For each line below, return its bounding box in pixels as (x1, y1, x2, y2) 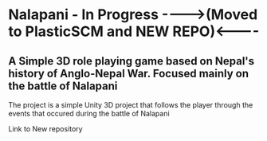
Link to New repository (8, 124, 83, 133)
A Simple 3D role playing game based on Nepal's (8, 54, 255, 68)
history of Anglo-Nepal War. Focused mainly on (8, 66, 249, 80)
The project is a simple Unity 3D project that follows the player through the (8, 100, 253, 109)
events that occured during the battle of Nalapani (8, 109, 170, 118)
